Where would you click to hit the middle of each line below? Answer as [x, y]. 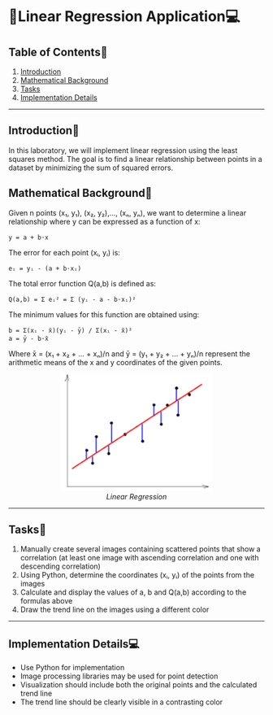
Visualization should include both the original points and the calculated [139, 685]
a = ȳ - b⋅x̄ [28, 338]
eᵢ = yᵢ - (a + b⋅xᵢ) [45, 268]
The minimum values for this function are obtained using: [104, 314]
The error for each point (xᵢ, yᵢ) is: [64, 252]
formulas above [46, 601]
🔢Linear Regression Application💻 [125, 17]
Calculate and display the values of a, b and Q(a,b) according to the [133, 592]
